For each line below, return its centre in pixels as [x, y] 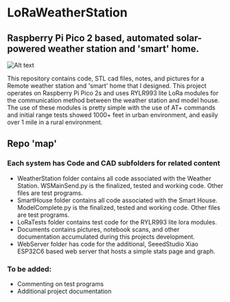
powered [26, 48]
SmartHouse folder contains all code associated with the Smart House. [117, 200]
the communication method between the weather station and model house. [113, 100]
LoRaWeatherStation [68, 13]
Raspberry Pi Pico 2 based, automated [91, 38]
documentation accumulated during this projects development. [106, 236]
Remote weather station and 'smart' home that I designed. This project [107, 86]
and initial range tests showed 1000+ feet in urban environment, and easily [113, 115]
